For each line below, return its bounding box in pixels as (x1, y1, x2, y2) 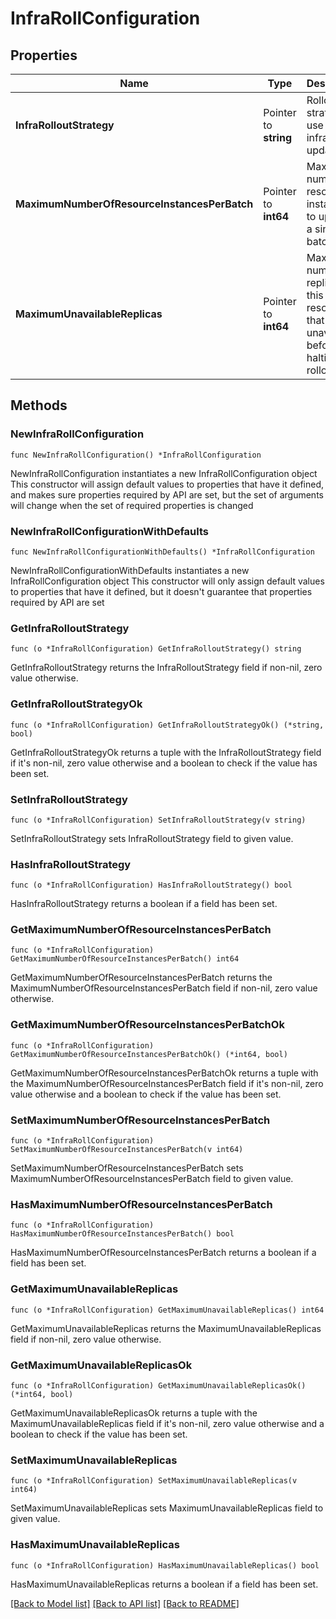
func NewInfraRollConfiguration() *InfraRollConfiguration (10, 450, 262, 460)
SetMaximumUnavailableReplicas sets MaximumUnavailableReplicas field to (10, 1502, 324, 1514)
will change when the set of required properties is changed (10, 499, 254, 511)
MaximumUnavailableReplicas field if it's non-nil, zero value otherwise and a (10, 1417, 325, 1429)
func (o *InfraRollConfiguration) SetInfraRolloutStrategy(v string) (10, 815, 307, 825)
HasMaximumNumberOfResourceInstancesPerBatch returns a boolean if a (10, 1247, 317, 1259)
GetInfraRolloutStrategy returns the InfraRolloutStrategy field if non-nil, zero (10, 662, 323, 674)
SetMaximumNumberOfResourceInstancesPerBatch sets (10, 1162, 244, 1174)
